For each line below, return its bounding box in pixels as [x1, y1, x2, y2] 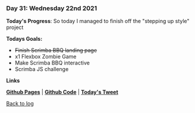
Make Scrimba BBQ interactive [14, 59, 90, 66]
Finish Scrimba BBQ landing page [14, 47, 97, 54]
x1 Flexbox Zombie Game [14, 53, 77, 60]
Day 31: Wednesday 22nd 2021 [6, 4, 97, 12]
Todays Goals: [6, 35, 43, 43]
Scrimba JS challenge [14, 66, 69, 73]
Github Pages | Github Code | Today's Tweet [6, 89, 119, 96]
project [6, 24, 24, 31]
